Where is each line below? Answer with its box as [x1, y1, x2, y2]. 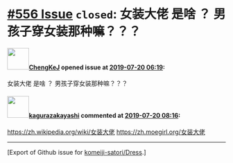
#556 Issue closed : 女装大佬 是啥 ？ [7, 6, 212, 22]
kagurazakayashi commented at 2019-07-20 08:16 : [28, 111, 181, 119]
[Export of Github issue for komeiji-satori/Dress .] [7, 148, 147, 156]
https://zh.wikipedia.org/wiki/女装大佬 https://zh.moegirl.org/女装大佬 [7, 128, 206, 136]
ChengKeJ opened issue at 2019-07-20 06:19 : [28, 63, 165, 71]
